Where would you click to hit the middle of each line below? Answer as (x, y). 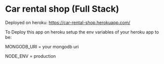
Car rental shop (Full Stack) (62, 9)
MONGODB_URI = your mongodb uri (42, 46)
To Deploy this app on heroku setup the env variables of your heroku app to (82, 32)
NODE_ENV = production (30, 56)
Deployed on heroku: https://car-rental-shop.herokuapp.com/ (68, 22)
